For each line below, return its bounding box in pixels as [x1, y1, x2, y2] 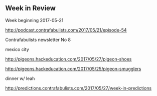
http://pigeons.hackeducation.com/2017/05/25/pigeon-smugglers [5, 65, 141, 71]
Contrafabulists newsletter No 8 [5, 36, 71, 42]
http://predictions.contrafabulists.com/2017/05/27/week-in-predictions [5, 85, 152, 91]
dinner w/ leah [5, 75, 35, 81]
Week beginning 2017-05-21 [5, 17, 64, 23]
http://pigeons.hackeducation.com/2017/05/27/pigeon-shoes [5, 56, 132, 62]
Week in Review [5, 4, 56, 12]
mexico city [5, 46, 29, 52]
